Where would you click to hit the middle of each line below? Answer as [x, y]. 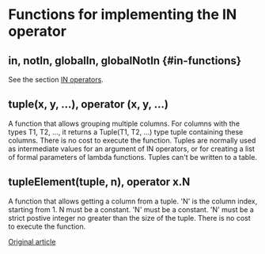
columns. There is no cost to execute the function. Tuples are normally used [132, 140]
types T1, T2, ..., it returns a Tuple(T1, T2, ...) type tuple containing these [126, 131]
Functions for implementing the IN [123, 15]
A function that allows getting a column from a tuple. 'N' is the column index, [133, 201]
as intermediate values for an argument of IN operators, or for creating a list [131, 149]
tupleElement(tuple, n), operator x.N [99, 182]
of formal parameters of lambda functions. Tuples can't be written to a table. [132, 157]
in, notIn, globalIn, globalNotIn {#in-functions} [125, 61]
